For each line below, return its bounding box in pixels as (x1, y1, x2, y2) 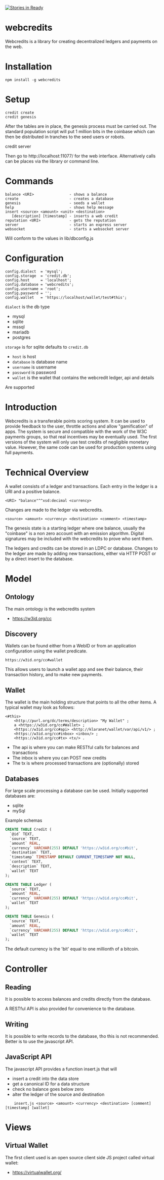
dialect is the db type (5, 304, 50, 310)
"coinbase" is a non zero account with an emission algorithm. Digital (5, 530, 144, 536)
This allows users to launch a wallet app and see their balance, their (5, 666, 143, 672)
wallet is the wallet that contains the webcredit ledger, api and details (12, 375, 155, 380)
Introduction (5, 401, 57, 413)
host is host (12, 353, 36, 359)
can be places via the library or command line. (5, 158, 100, 164)
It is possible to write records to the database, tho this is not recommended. (5, 1033, 159, 1039)
